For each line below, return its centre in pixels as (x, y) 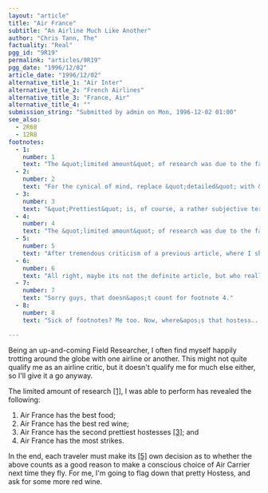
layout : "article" (39, 16)
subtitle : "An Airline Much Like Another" (80, 30)
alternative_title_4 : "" (49, 105)
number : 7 (39, 291)
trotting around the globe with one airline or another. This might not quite (128, 358)
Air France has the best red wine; (74, 423)
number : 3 (39, 201)
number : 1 (39, 157)
